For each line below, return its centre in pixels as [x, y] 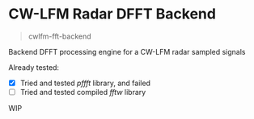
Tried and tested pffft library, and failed [85, 83]
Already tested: [34, 67]
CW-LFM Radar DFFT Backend [112, 14]
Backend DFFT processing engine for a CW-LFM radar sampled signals [127, 51]
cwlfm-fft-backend [59, 36]
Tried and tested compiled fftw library [83, 92]
